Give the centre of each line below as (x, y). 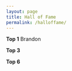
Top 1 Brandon (23, 39)
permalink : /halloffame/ (36, 22)
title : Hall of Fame (31, 17)
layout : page (22, 11)
